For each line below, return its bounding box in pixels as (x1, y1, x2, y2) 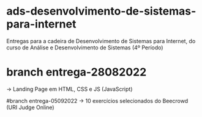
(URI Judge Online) (6, 104, 54, 111)
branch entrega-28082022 (6, 65, 147, 79)
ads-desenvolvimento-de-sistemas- (6, 4, 196, 18)
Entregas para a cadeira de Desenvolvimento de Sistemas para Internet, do (6, 37, 196, 44)
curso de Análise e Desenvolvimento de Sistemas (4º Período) (6, 44, 163, 51)
